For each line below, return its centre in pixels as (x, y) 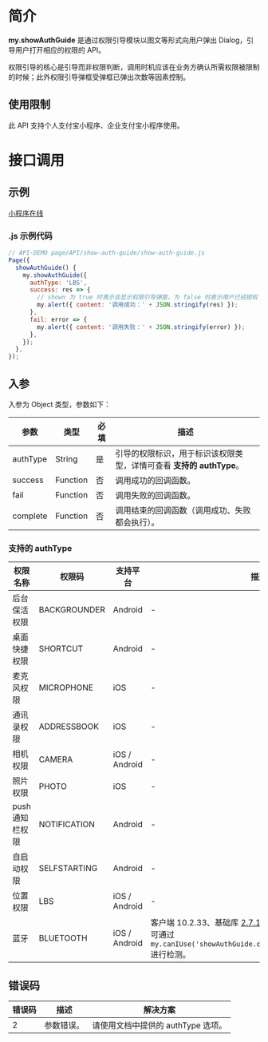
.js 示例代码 (31, 236)
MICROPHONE (66, 687)
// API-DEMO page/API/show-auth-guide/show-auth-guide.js (106, 253)
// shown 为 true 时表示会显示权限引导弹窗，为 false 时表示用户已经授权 (148, 297)
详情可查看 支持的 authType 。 (188, 466)
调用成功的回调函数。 (155, 480)
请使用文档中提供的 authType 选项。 (160, 1025)
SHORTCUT (61, 649)
